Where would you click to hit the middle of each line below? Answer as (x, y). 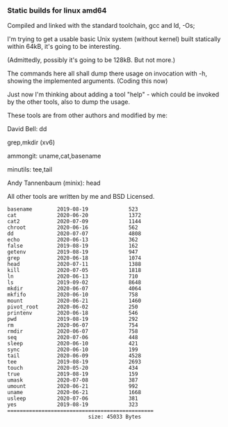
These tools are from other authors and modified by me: (88, 115)
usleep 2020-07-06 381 (73, 399)
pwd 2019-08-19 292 (73, 320)
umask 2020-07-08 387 (73, 380)
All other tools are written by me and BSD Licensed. (81, 197)
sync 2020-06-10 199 (73, 350)
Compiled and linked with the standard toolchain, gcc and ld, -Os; (101, 26)
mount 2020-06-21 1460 (74, 301)
